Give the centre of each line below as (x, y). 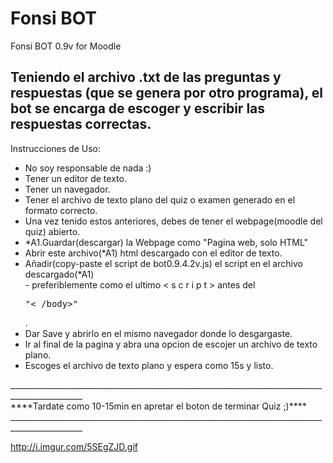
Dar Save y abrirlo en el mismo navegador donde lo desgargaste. (158, 333)
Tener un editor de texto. (75, 178)
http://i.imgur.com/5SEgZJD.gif (74, 446)
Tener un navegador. (67, 189)
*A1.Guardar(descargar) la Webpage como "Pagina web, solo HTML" (166, 242)
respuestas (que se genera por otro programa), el (167, 93)
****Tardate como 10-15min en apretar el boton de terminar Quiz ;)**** (158, 406)
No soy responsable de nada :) (88, 168)
